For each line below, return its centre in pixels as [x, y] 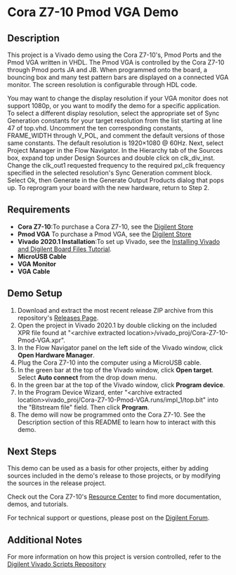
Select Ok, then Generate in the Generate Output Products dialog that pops [116, 180]
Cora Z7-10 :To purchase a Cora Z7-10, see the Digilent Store [105, 226]
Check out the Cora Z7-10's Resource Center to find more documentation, [114, 497]
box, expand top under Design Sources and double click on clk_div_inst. [111, 158]
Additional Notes [45, 540]
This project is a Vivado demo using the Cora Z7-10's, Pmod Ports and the [114, 55]
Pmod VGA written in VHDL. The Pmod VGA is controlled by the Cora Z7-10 [116, 62]
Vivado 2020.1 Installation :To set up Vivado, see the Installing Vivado [118, 241]
